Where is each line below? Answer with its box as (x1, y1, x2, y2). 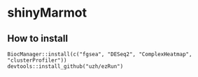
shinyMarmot (7, 5, 87, 21)
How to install (7, 33, 69, 44)
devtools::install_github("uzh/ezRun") (7, 63, 124, 70)
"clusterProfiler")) (7, 57, 68, 64)
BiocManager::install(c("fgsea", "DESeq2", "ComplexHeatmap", (7, 51, 192, 58)
